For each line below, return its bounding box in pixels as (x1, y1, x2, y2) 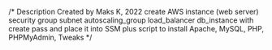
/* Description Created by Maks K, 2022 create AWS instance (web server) (8, 7, 259, 16)
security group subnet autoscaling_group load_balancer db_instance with (8, 15, 254, 25)
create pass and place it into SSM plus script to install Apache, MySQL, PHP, (8, 24, 264, 33)
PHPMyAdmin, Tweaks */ (8, 32, 93, 42)
